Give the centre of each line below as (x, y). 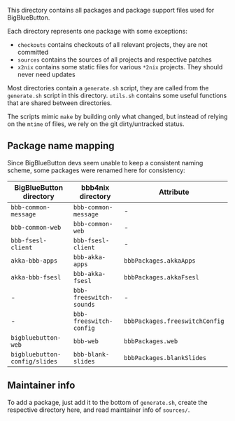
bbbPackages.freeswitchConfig (174, 321)
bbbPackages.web (151, 341)
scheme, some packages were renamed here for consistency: (96, 170)
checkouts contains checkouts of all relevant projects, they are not (112, 44)
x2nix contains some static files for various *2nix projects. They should (120, 67)
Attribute (174, 192)
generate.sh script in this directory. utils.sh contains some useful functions (117, 95)
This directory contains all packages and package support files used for (111, 10)
